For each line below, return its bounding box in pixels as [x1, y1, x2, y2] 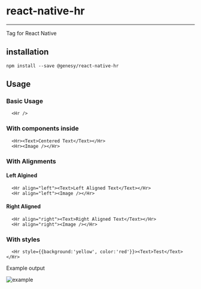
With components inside [6, 124, 79, 133]
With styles [6, 235, 41, 244]
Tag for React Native [6, 29, 57, 36]
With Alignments [6, 157, 56, 165]
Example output [6, 264, 45, 272]
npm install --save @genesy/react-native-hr [6, 63, 119, 69]
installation [6, 47, 49, 57]
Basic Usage [6, 97, 44, 105]
